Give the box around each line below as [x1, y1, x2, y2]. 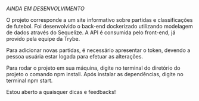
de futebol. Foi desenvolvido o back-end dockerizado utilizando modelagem [6, 23, 194, 30]
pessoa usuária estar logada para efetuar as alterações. [6, 53, 144, 60]
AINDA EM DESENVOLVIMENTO [6, 5, 85, 12]
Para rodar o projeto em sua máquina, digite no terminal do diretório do [6, 64, 181, 71]
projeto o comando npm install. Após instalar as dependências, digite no [6, 71, 184, 77]
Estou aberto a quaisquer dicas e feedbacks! [6, 89, 116, 95]
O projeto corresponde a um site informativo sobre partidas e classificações [6, 17, 193, 23]
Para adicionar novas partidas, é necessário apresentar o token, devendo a [6, 47, 191, 54]
